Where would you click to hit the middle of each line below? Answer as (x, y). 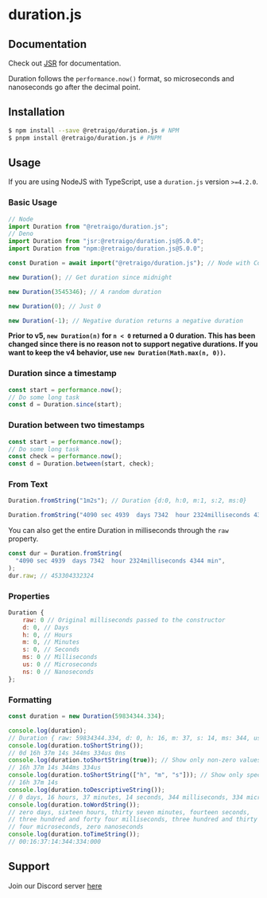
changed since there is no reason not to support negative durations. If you (133, 344)
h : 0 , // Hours (48, 635)
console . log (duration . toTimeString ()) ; (74, 834)
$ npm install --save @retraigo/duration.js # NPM (94, 130)
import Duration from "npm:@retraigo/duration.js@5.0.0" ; (106, 249)
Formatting (30, 700)
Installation (37, 112)
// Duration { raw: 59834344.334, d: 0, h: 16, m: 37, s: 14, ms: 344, (129, 738)
